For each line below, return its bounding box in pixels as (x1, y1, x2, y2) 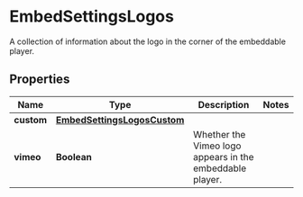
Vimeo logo (193, 139, 242, 152)
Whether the (193, 128, 246, 140)
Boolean (55, 150, 92, 163)
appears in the (193, 150, 254, 163)
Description (197, 98, 250, 111)
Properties (9, 72, 70, 87)
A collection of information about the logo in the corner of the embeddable (9, 36, 287, 47)
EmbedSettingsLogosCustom (55, 113, 185, 126)
